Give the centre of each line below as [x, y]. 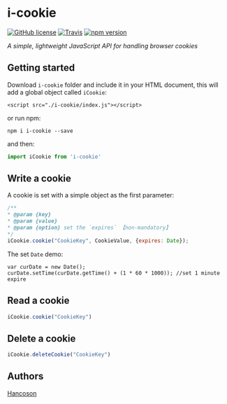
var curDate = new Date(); [46, 267]
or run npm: [24, 118]
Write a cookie [39, 179]
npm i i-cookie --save [40, 131]
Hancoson [22, 393]
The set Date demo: [35, 254]
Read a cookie [38, 301]
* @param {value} [32, 221]
